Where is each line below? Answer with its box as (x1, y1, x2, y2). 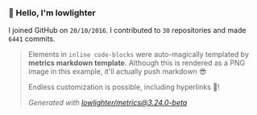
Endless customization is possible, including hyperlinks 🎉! (27, 82, 220, 92)
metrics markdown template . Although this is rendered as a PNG (27, 58, 246, 68)
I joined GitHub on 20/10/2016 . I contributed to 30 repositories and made (8, 26, 247, 35)
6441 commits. (8, 34, 56, 43)
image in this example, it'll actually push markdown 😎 (27, 67, 207, 76)
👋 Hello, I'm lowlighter (8, 7, 97, 18)
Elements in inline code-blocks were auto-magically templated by (27, 50, 250, 60)
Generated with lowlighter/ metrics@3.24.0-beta (27, 98, 188, 108)
